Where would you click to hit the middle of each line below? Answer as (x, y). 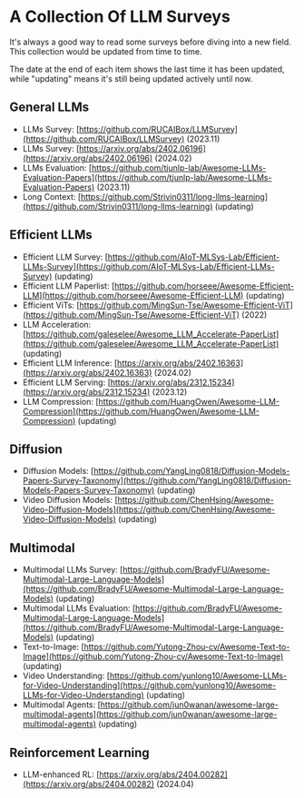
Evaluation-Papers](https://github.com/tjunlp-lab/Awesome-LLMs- (147, 177)
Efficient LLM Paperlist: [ (69, 286)
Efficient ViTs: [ (51, 305)
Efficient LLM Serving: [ (67, 382)
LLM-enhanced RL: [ (61, 774)
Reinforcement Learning (79, 752)
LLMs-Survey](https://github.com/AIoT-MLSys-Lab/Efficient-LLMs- (148, 266)
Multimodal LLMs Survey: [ (73, 570)
